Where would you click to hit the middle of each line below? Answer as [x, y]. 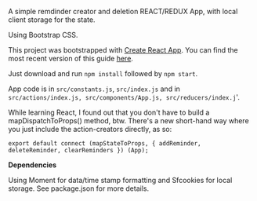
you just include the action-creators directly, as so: [90, 129]
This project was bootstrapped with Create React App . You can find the [123, 50]
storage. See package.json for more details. [79, 188]
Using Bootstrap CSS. [43, 35]
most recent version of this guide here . [71, 58]
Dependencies [33, 165]
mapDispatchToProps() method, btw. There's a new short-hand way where [128, 121]
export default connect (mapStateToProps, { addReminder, [105, 144]
